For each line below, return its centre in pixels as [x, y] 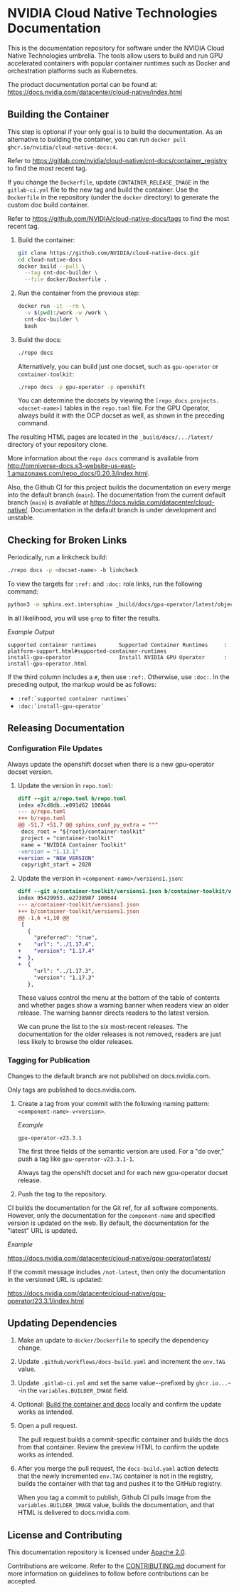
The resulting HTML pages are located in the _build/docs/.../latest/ [110, 437]
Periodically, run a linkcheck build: [58, 557]
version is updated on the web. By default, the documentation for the [108, 1223]
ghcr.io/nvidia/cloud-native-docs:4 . [63, 147]
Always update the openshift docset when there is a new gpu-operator [111, 764]
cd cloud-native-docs [49, 259]
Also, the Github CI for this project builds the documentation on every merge [119, 487]
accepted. [22, 1581]
